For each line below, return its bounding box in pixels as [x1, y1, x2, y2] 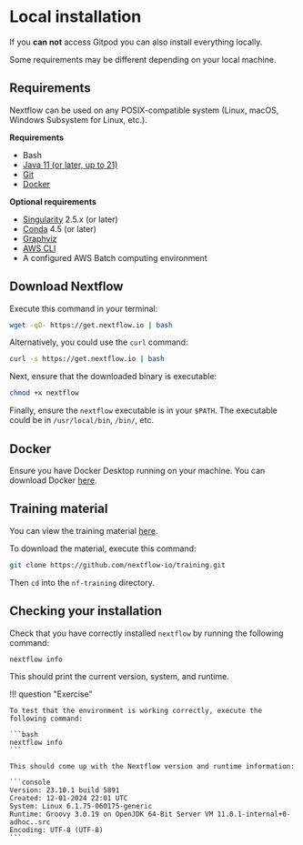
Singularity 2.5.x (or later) [22, 214, 118, 225]
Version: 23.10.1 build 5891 [9, 786, 120, 795]
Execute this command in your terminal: [9, 303, 158, 314]
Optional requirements [9, 196, 97, 206]
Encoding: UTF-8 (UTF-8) [9, 826, 104, 835]
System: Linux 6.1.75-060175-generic [9, 802, 153, 811]
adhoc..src [9, 818, 51, 827]
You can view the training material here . [9, 525, 158, 536]
